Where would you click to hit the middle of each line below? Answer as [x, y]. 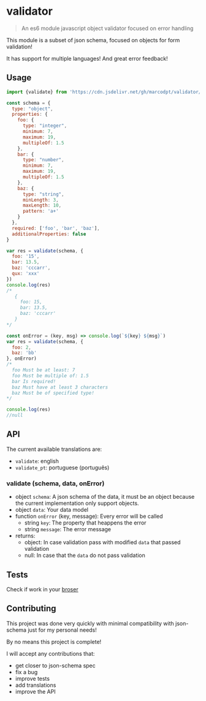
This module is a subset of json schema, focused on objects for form [93, 40]
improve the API [36, 691]
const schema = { [29, 103]
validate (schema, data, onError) [55, 483]
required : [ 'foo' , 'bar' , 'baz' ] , [56, 228]
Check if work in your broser [42, 589]
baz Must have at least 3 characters [60, 387]
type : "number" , [43, 160]
